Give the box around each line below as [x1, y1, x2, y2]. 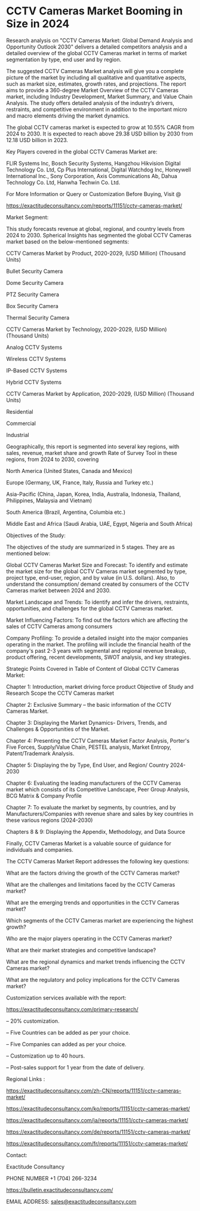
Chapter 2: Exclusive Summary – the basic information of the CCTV [6, 701, 171, 708]
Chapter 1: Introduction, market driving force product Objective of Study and [6, 683, 194, 690]
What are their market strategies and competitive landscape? [6, 946, 156, 954]
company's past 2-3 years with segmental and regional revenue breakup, [6, 647, 187, 654]
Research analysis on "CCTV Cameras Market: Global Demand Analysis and [6, 37, 193, 44]
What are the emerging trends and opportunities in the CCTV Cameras [6, 899, 180, 906]
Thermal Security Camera [6, 314, 70, 321]
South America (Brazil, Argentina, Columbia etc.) [6, 508, 125, 516]
